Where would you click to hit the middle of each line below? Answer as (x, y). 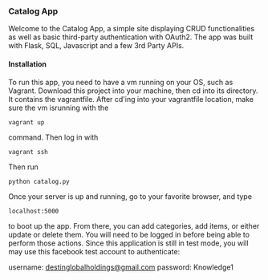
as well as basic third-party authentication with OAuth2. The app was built (131, 37)
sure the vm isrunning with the (59, 108)
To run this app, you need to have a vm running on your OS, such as (121, 82)
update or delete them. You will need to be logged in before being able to (129, 234)
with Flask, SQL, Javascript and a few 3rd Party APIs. (96, 46)
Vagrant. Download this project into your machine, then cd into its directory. (133, 91)
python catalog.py (39, 181)
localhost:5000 (34, 211)
